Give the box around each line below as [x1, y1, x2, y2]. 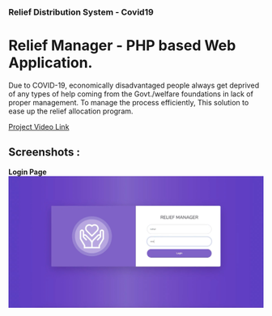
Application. [8, 53, 93, 72]
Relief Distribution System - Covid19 [8, 6, 154, 18]
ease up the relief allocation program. [8, 106, 134, 116]
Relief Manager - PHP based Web [8, 36, 236, 55]
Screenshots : [8, 145, 81, 160]
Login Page [8, 167, 47, 177]
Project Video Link [8, 122, 70, 131]
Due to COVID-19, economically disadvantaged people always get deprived [8, 80, 260, 90]
